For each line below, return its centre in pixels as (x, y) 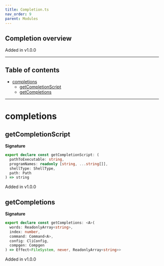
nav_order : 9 (18, 14)
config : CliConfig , (29, 241)
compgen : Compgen (27, 246)
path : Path (20, 173)
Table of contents (32, 70)
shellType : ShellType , (32, 169)
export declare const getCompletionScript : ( (52, 155)
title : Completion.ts (27, 9)
